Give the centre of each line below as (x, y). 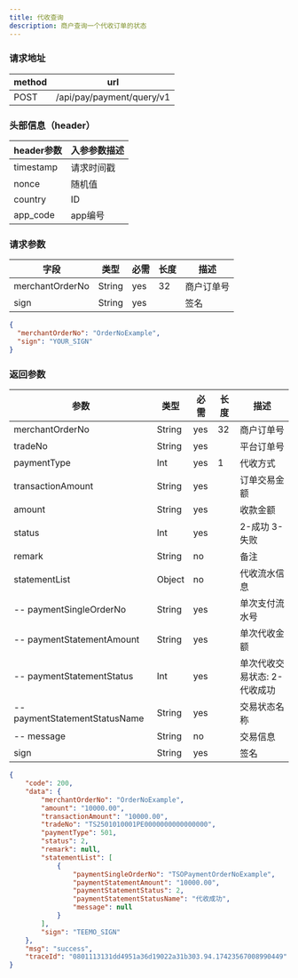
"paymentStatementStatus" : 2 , (128, 891)
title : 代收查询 (36, 17)
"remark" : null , (71, 850)
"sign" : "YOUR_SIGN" (55, 342)
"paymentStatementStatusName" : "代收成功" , (151, 899)
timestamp (36, 167)
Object (170, 580)
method (30, 82)
